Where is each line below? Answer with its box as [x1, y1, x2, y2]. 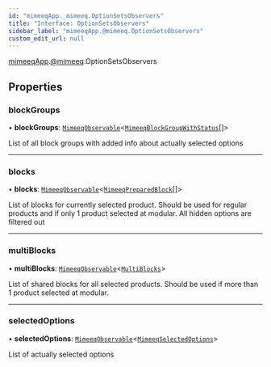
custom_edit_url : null [8, 34, 85, 43]
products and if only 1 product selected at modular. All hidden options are [8, 209, 252, 218]
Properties [8, 80, 63, 94]
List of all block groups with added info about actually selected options [8, 138, 244, 148]
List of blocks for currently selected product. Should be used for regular [8, 200, 248, 210]
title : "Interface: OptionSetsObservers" [8, 19, 150, 27]
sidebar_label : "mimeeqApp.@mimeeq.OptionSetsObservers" [8, 27, 204, 35]
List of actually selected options [8, 349, 115, 359]
